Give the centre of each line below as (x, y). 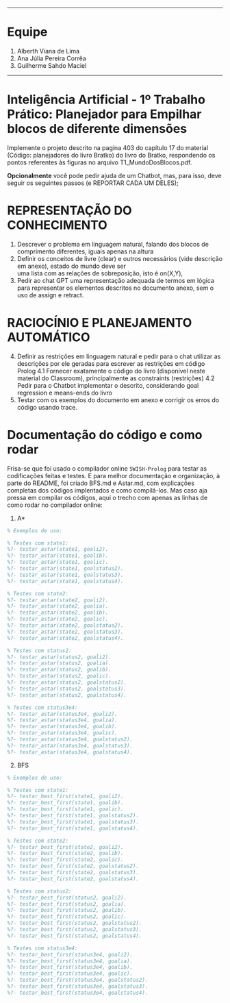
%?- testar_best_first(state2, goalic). (66, 860)
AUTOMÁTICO (49, 337)
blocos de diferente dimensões (97, 129)
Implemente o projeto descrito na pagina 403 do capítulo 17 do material (108, 147)
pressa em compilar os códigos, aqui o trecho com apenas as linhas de (107, 497)
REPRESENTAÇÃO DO (69, 211)
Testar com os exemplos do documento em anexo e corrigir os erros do (118, 400)
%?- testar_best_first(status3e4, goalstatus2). (78, 980)
